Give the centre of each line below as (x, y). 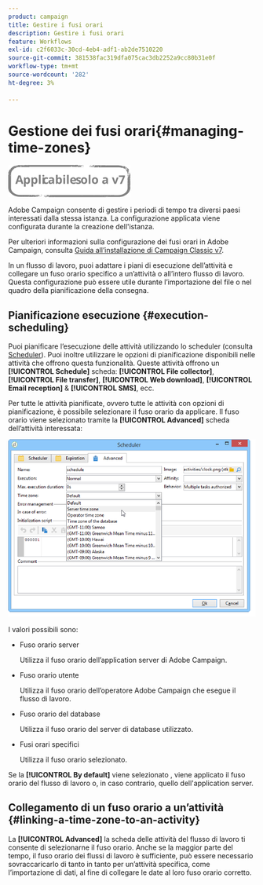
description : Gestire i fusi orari (66, 33)
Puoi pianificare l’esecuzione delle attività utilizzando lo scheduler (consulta (130, 346)
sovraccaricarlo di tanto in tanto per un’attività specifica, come (109, 864)
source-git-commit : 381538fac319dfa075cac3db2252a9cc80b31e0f (112, 58)
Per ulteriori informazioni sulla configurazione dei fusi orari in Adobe (119, 242)
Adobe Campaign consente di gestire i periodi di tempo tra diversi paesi (124, 210)
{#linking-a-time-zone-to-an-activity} (104, 820)
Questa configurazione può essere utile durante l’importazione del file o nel (130, 282)
